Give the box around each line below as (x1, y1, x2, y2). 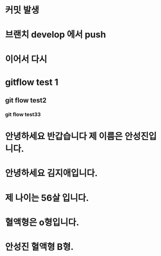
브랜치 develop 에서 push (5, 29, 106, 40)
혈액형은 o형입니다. (5, 216, 80, 228)
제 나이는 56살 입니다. (5, 192, 89, 204)
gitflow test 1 (5, 76, 58, 88)
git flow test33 (5, 111, 41, 118)
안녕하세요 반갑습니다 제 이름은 (5, 131, 123, 142)
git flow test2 (5, 96, 47, 104)
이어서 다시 (5, 53, 47, 65)
